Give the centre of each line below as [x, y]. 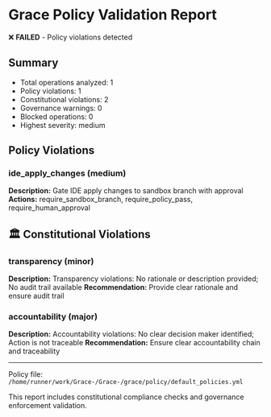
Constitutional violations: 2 [64, 99]
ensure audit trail [36, 296]
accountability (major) [53, 317]
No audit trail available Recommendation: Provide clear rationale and [123, 287]
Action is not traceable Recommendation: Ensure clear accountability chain [134, 343]
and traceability [34, 351]
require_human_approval [50, 208]
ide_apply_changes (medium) [67, 173]
